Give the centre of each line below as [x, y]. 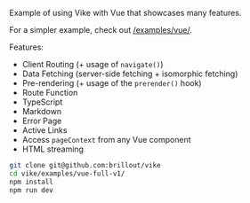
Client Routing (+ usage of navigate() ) [93, 64]
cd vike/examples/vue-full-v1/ [67, 173]
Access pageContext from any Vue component [106, 140]
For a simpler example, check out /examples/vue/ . [101, 30]
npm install [31, 182]
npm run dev [31, 190]
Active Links [44, 130]
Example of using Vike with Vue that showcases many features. [125, 13]
